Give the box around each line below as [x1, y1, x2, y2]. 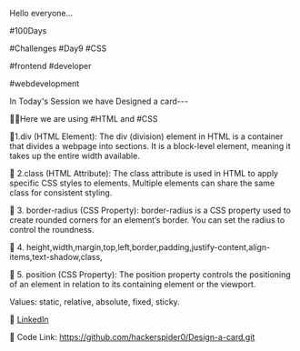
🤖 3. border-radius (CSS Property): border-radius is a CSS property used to [9, 205, 291, 216]
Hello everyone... [9, 8, 74, 18]
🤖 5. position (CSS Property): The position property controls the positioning [9, 269, 291, 280]
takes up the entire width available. [9, 150, 141, 161]
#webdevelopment [9, 78, 80, 89]
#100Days [9, 25, 47, 35]
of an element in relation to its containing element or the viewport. [9, 279, 256, 289]
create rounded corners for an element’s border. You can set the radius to [9, 215, 285, 226]
